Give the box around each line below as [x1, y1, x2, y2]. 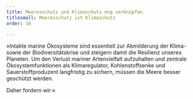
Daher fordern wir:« [6, 87, 56, 94]
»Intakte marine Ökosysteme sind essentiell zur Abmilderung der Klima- [6, 42, 187, 50]
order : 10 [6, 20, 32, 26]
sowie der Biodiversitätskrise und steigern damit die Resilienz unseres [6, 49, 182, 56]
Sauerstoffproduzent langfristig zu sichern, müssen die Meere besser [6, 68, 181, 76]
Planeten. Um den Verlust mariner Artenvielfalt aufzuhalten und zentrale [6, 56, 187, 63]
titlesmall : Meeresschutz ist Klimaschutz [6, 15, 116, 21]
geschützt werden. [6, 75, 54, 82]
